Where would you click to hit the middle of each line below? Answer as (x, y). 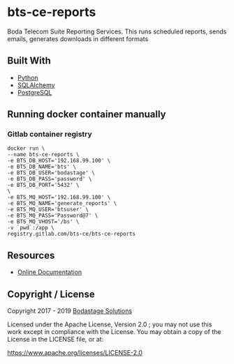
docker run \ (26, 149)
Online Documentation (50, 272)
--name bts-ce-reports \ (43, 155)
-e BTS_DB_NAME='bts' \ (42, 167)
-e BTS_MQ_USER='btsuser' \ (48, 210)
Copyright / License (51, 294)
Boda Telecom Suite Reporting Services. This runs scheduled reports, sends (117, 31)
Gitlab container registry (50, 135)
